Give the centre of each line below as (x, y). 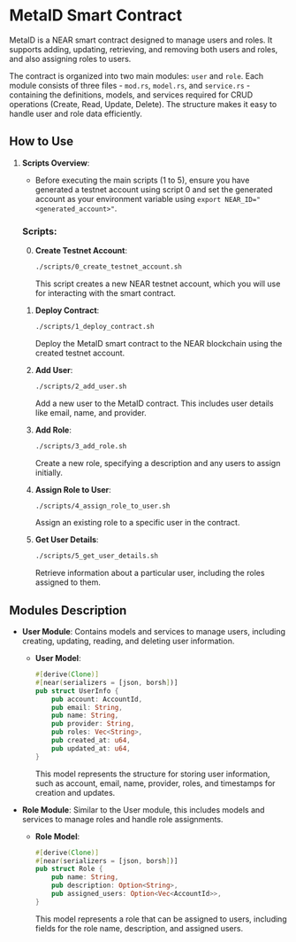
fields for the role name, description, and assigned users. (139, 928)
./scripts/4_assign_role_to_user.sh (102, 506)
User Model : (58, 658)
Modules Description (68, 610)
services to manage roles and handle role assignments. (122, 819)
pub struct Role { (69, 869)
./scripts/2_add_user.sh (81, 386)
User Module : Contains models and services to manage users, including (153, 632)
